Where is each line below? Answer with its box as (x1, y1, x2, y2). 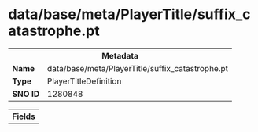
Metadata (101, 50, 139, 61)
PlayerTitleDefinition (46, 76, 122, 87)
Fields (12, 111, 35, 122)
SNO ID (12, 88, 40, 99)
